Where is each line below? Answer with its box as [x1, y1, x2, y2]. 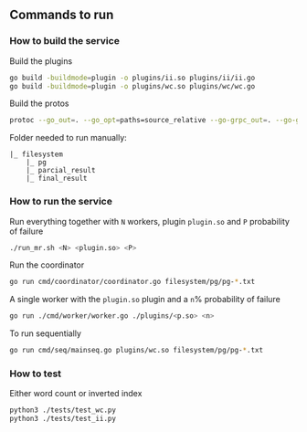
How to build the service [9, 35, 121, 47]
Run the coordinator [9, 259, 85, 270]
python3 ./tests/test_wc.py [9, 406, 117, 415]
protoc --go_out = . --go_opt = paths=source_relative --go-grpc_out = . [9, 116, 272, 125]
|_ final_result [26, 174, 89, 184]
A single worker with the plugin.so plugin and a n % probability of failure [9, 294, 281, 305]
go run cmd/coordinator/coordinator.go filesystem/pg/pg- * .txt [9, 278, 256, 287]
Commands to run [9, 7, 114, 23]
